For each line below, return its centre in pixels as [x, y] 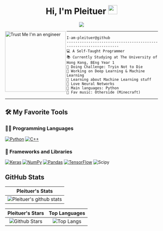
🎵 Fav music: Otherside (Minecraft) [104, 92]
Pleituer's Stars [26, 213]
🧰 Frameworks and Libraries [39, 152]
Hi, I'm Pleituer [76, 11]
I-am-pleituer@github [89, 38]
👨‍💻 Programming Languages [39, 128]
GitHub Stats [25, 177]
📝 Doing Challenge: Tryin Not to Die [105, 67]
